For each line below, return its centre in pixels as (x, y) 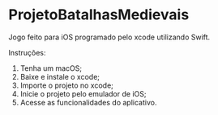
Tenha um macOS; (51, 68)
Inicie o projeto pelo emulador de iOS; (83, 93)
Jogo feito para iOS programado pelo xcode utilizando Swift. (109, 37)
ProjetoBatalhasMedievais (99, 15)
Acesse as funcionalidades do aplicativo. (88, 102)
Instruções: (27, 52)
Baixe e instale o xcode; (60, 76)
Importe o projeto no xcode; (66, 85)
